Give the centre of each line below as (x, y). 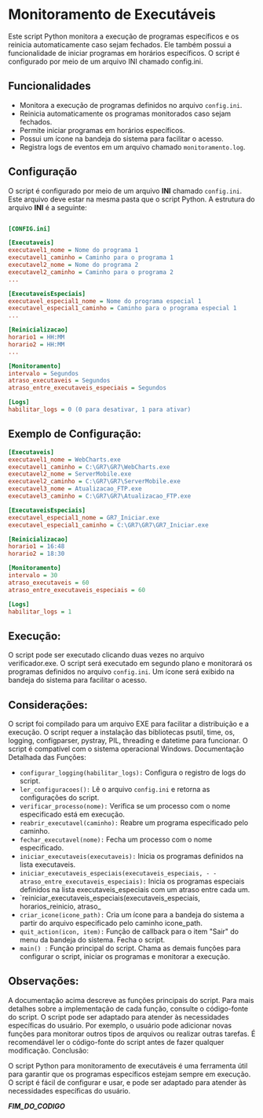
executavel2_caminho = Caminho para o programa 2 (91, 272)
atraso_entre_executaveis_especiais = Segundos (88, 388)
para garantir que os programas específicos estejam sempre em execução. (130, 1074)
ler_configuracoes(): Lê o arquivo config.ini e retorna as (115, 789)
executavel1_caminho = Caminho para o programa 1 (91, 257)
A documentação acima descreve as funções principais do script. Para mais (131, 1000)
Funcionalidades (50, 86)
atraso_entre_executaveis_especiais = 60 (77, 590)
